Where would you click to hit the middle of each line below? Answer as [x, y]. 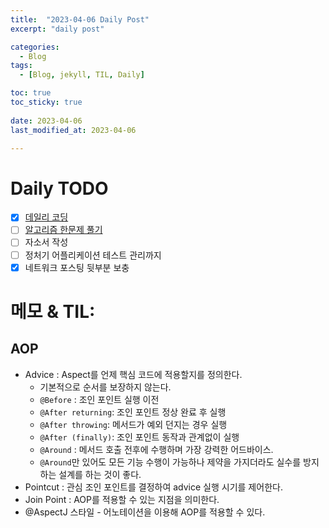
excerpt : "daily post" [57, 29]
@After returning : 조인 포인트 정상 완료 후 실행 [133, 412]
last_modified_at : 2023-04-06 [73, 130]
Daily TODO [59, 188]
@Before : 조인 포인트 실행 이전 [99, 399]
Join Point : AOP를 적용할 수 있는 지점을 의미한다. [122, 499]
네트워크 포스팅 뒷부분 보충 [77, 267]
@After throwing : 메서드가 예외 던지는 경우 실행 [133, 424]
